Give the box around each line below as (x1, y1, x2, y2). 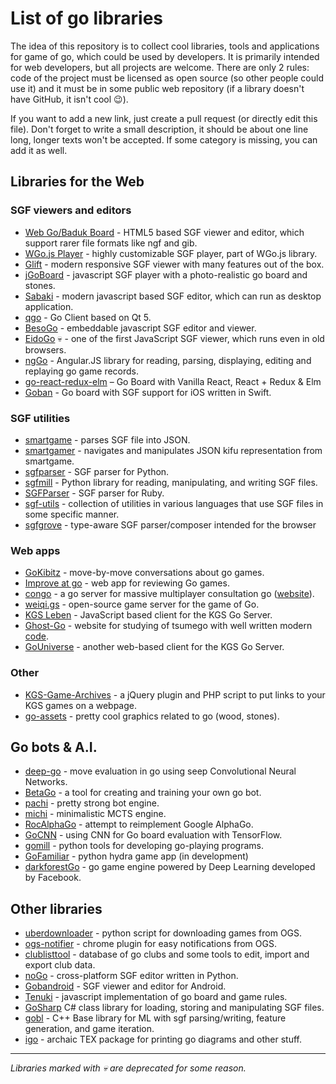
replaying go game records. (24, 365, 140, 377)
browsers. (24, 343, 67, 356)
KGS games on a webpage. (24, 699, 137, 711)
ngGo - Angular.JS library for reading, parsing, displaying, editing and (24, 354, 312, 366)
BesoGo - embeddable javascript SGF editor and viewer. (24, 322, 257, 334)
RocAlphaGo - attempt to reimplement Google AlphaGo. (24, 818, 254, 831)
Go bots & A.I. (10, 738, 98, 756)
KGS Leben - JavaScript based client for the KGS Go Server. (24, 609, 273, 621)
